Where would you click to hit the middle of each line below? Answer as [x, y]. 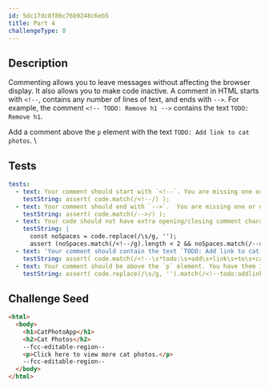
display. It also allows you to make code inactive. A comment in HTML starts [134, 91]
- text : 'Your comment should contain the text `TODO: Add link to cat [138, 251]
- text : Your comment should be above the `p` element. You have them [136, 266]
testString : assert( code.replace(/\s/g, [92, 273]
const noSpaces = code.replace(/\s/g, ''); [103, 236]
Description [38, 63]
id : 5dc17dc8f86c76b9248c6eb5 [59, 16]
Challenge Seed [49, 299]
